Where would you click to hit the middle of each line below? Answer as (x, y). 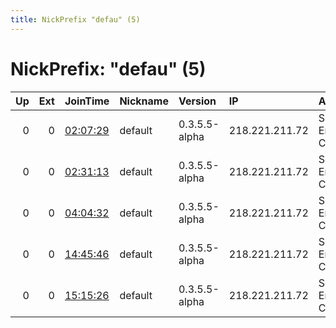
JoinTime (87, 101)
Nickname (144, 101)
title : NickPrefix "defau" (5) (75, 19)
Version (197, 101)
